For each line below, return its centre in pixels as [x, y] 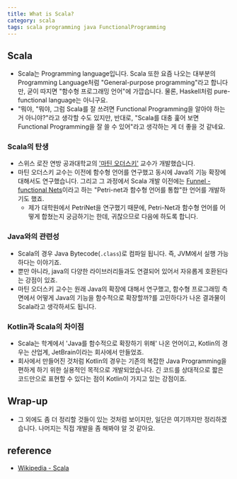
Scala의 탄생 [28, 147]
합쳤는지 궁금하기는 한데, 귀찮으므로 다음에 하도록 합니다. [120, 217]
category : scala [31, 21]
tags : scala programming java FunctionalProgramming [87, 27]
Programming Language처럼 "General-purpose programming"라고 [113, 83]
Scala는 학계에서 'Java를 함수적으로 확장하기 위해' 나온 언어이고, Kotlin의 [119, 343]
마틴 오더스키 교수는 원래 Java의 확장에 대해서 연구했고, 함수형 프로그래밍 [119, 289]
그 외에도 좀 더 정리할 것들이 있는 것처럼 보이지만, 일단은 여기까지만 [110, 419]
